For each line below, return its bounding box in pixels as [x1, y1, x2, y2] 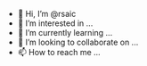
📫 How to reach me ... [17, 47, 101, 57]
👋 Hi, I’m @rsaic [17, 9, 77, 19]
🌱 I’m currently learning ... [17, 28, 113, 37]
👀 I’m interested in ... [17, 18, 94, 29]
